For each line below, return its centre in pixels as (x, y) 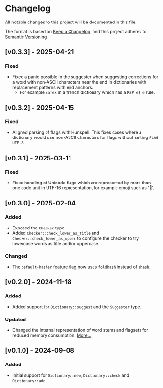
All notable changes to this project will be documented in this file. (71, 22)
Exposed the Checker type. (39, 228)
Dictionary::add (29, 381)
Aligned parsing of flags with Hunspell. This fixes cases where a (77, 132)
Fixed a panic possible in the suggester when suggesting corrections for (85, 77)
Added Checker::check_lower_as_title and (56, 233)
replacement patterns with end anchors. (53, 87)
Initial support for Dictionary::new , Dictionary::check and (71, 375)
